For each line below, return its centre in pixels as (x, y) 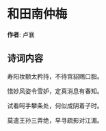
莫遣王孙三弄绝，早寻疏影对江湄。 (55, 120)
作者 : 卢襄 (21, 34)
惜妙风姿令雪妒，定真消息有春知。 (55, 91)
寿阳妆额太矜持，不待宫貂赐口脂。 (55, 76)
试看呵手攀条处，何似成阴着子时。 (55, 105)
